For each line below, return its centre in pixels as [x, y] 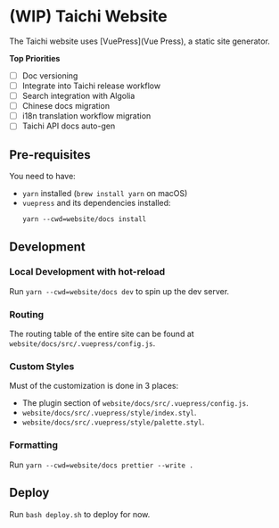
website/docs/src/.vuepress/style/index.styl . [109, 413]
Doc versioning [50, 75]
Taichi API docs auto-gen [69, 126]
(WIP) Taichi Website [88, 16]
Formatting [34, 445]
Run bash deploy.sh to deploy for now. [80, 514]
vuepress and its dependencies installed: [96, 203]
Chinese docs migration [66, 106]
